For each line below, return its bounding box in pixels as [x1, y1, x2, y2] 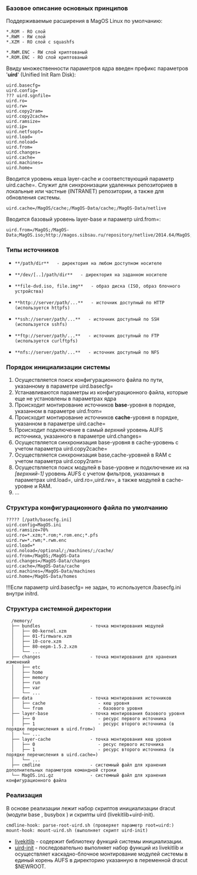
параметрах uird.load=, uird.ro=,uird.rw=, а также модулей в [14, 476, 165, 483]
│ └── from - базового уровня [11, 706, 143, 711]
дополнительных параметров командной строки [6, 767, 117, 773]
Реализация [6, 791, 43, 800]
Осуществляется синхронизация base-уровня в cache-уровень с [14, 438, 179, 445]
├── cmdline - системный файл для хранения [11, 762, 167, 768]
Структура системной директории [6, 605, 111, 613]
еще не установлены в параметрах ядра [14, 395, 117, 402]
